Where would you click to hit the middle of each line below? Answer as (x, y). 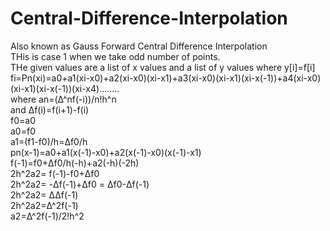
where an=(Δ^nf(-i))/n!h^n (63, 99)
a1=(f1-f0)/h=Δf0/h (49, 141)
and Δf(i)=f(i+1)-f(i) (50, 109)
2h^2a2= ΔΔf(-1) (44, 194)
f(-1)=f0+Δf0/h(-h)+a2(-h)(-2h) (75, 163)
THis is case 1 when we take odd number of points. (115, 56)
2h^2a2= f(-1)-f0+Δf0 (55, 173)
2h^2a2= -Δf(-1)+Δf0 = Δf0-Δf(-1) (80, 184)
